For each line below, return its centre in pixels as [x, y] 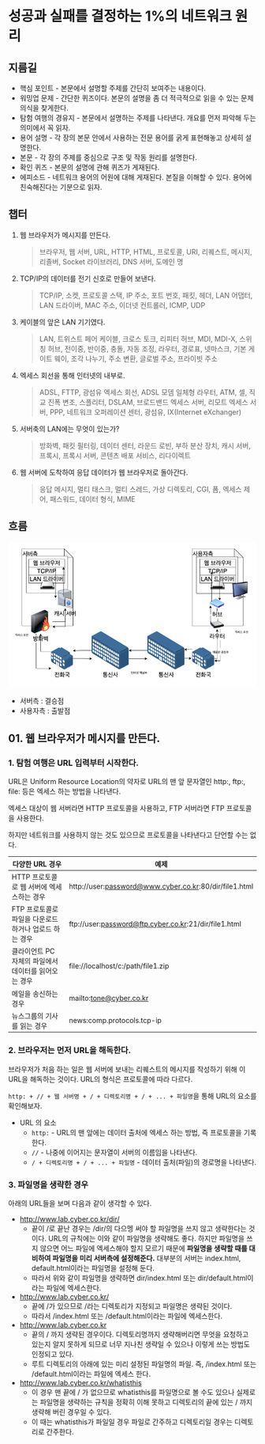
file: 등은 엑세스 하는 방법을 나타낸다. [65, 791]
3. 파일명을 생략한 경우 [49, 1184]
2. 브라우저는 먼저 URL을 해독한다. [70, 1051]
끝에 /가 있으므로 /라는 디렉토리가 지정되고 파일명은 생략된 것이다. [132, 1306]
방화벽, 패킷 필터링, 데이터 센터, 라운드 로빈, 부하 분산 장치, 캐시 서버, [145, 445]
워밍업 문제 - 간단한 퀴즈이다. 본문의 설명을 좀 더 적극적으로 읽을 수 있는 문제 [136, 98]
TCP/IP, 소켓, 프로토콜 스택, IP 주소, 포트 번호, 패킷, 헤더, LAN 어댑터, [146, 295]
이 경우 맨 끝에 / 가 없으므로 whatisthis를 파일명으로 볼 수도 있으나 [133, 1392]
